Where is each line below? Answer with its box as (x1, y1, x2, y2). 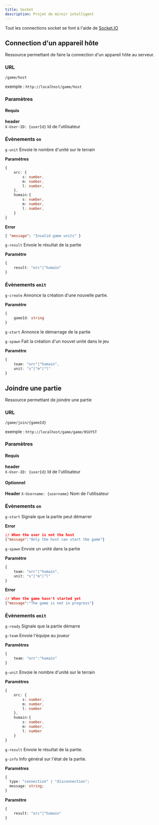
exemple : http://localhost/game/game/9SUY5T (5, 429, 97, 434)
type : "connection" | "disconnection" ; (9, 779, 90, 784)
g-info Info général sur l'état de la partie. (5, 756, 87, 762)
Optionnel (5, 480, 26, 486)
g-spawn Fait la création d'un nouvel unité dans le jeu (5, 338, 109, 344)
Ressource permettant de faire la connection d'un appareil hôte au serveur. (5, 52, 155, 58)
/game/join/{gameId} (5, 420, 47, 425)
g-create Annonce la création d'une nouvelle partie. (5, 292, 108, 298)
